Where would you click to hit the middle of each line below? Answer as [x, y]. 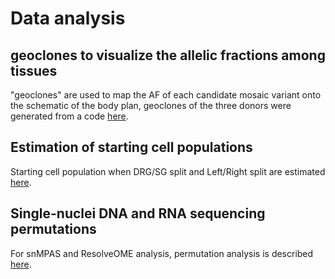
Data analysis [68, 18]
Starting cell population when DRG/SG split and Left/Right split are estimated [168, 171]
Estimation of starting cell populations [131, 147]
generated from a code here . [69, 116]
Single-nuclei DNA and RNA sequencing [138, 213]
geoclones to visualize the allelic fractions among [168, 55]
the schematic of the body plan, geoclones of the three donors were [151, 105]
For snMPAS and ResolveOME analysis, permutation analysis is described [162, 253]
